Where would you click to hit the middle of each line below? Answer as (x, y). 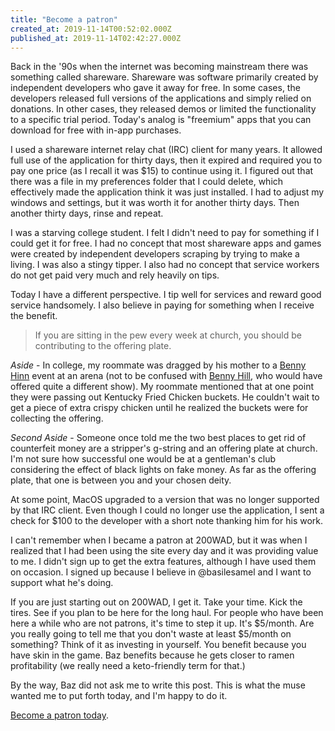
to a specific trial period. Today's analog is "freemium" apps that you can (161, 120)
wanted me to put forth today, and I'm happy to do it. (119, 696)
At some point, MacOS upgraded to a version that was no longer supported (165, 500)
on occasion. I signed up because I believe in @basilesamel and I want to (161, 572)
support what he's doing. (62, 583)
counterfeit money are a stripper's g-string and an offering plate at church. (164, 448)
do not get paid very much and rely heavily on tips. (115, 275)
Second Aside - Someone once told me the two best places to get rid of (158, 438)
